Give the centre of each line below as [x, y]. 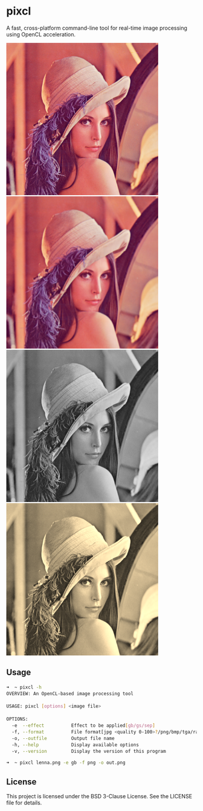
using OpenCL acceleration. [41, 34]
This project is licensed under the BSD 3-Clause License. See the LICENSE [99, 796]
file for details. [24, 803]
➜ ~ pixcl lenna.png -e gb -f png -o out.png [66, 763]
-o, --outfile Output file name [63, 738]
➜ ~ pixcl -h [24, 687]
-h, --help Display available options [75, 745]
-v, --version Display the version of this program [89, 751]
